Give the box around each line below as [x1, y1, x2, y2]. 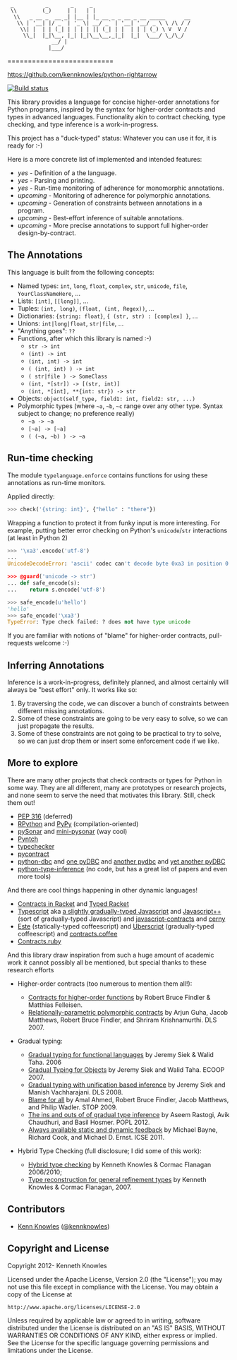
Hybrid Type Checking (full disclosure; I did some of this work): [17, 1146, 202, 1155]
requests [7, 639, 33, 648]
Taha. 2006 [28, 1058, 62, 1066]
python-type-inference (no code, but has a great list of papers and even [17, 864, 228, 873]
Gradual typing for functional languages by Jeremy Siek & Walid [28, 1050, 214, 1058]
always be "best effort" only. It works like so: [7, 686, 138, 694]
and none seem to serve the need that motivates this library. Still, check [7, 791, 216, 799]
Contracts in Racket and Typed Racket [17, 899, 129, 908]
